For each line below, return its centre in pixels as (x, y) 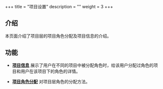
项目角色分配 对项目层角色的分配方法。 (51, 81)
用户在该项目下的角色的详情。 (50, 71)
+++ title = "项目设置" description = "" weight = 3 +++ (59, 7)
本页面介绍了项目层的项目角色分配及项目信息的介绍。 (58, 36)
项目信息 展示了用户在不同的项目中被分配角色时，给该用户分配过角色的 (83, 65)
